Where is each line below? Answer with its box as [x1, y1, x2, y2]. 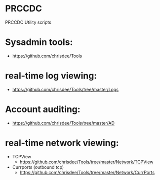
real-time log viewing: [5, 70, 97, 81]
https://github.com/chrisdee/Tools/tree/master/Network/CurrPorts [19, 169, 155, 175]
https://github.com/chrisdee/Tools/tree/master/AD [12, 120, 115, 126]
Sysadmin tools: [5, 36, 73, 48]
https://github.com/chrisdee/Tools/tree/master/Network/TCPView [19, 159, 154, 165]
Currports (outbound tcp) [12, 164, 64, 170]
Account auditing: [5, 104, 80, 115]
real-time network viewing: [5, 137, 120, 148]
